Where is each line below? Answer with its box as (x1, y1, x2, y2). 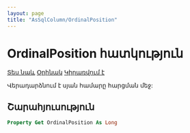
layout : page (7, 10, 44, 17)
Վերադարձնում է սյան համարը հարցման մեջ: (7, 81, 154, 89)
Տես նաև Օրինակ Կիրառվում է (7, 68, 105, 76)
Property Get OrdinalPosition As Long (7, 119, 118, 126)
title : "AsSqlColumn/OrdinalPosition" (7, 16, 118, 23)
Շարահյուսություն (7, 101, 95, 113)
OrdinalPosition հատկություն (7, 46, 184, 61)
